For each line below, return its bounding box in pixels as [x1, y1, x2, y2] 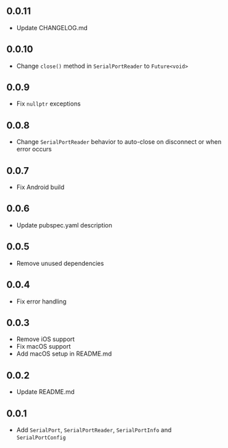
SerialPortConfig [16, 434, 66, 441]
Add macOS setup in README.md [16, 349, 112, 358]
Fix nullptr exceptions [16, 99, 81, 108]
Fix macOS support [16, 343, 71, 351]
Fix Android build [16, 183, 65, 191]
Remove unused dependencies [16, 259, 104, 267]
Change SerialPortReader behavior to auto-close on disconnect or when [16, 138, 222, 146]
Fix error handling [16, 297, 66, 306]
